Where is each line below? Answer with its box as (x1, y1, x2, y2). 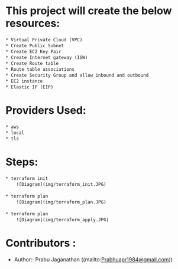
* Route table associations (5, 66, 75, 72)
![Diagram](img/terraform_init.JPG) (16, 181, 107, 187)
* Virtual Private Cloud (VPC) (5, 37, 83, 42)
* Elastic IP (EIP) (5, 84, 54, 90)
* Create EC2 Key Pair (5, 48, 62, 54)
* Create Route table (5, 60, 59, 66)
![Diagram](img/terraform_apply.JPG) (16, 216, 109, 222)
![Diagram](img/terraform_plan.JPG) (16, 199, 107, 205)
